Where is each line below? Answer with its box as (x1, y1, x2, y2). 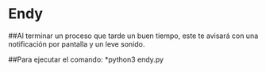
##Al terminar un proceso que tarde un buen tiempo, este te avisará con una (8, 31, 259, 40)
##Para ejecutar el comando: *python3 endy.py (8, 55, 164, 64)
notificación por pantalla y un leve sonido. (8, 39, 145, 48)
